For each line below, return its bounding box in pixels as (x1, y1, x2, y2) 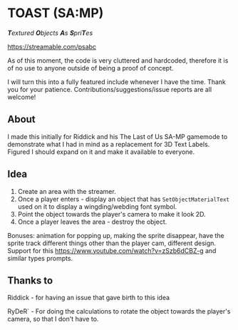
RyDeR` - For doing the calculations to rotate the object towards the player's (7, 307, 231, 316)
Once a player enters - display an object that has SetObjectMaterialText (17, 195, 230, 203)
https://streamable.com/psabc (7, 42, 97, 51)
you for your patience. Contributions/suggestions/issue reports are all (7, 85, 212, 93)
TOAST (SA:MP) (7, 5, 104, 21)
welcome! (7, 93, 36, 101)
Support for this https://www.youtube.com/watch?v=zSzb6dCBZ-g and (7, 246, 217, 254)
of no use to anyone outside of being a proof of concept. (7, 63, 174, 72)
